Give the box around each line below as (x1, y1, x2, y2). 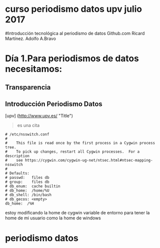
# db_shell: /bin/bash (5, 193, 52, 198)
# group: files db (5, 179, 50, 185)
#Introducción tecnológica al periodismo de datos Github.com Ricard (5, 30, 145, 36)
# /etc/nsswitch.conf (5, 132, 50, 137)
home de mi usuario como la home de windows (5, 215, 101, 221)
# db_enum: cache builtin (5, 184, 61, 189)
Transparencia (5, 83, 51, 91)
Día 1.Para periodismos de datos (5, 53, 139, 64)
